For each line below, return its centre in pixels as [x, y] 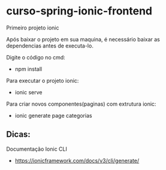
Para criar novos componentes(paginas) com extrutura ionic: [81, 104]
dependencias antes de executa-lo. [50, 46]
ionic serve [28, 92]
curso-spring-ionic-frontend [79, 11]
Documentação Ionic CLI [37, 149]
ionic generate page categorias [53, 115]
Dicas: [19, 134]
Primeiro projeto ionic [33, 28]
